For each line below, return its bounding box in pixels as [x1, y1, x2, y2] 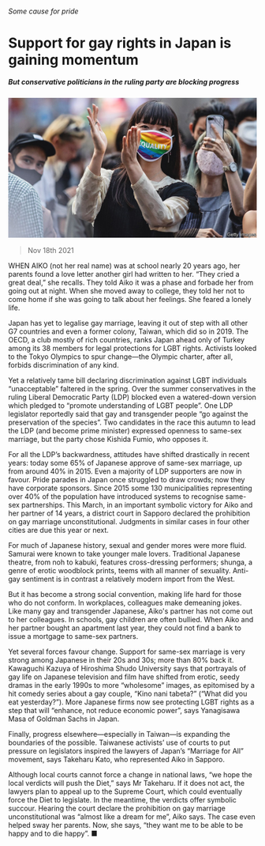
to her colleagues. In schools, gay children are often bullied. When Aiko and [8, 615, 254, 625]
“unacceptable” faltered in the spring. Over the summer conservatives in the [8, 384, 256, 394]
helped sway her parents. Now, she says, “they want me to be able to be [8, 821, 244, 830]
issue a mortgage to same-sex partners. [8, 632, 139, 641]
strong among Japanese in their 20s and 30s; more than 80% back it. [8, 655, 234, 665]
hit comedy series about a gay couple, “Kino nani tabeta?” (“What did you [8, 689, 248, 699]
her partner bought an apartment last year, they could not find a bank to [8, 623, 242, 633]
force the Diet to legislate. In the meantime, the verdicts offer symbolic [8, 795, 237, 805]
